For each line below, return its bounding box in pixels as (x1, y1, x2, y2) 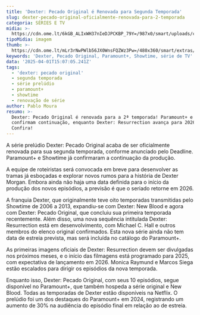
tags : (6, 64, 20, 70)
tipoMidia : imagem (6, 36, 52, 42)
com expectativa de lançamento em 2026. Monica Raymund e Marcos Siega (6, 259, 193, 265)
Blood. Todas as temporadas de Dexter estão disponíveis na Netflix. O (6, 289, 178, 296)
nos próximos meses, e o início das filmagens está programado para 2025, (6, 252, 189, 260)
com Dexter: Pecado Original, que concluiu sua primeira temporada (6, 209, 171, 216)
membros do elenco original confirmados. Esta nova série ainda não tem (6, 228, 184, 235)
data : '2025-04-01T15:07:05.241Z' (6, 58, 92, 64)
